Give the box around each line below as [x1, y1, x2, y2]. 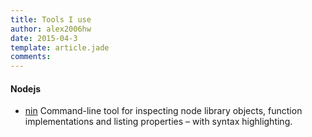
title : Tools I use [10, 14, 92, 25]
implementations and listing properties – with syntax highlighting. [24, 116, 293, 128]
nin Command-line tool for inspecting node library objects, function [24, 105, 303, 117]
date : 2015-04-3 [10, 33, 78, 43]
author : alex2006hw [10, 24, 92, 34]
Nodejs [10, 82, 42, 95]
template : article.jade [10, 42, 110, 53]
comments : [10, 52, 52, 62]
